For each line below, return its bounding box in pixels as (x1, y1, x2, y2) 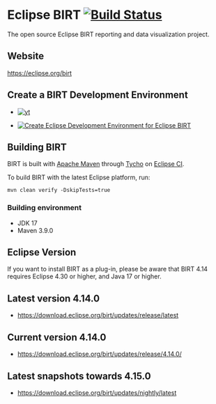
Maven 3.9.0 (17, 226, 54, 234)
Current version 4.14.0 (7, 331, 107, 343)
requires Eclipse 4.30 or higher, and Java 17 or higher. (7, 272, 162, 280)
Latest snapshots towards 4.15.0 (7, 370, 151, 382)
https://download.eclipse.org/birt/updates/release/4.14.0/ (17, 350, 183, 359)
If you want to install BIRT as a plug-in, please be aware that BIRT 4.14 (7, 265, 208, 274)
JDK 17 (17, 218, 38, 227)
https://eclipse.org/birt (7, 68, 72, 77)
